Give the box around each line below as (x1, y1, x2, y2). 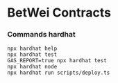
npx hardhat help (7, 45, 58, 53)
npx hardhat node (7, 64, 58, 71)
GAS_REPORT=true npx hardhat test (7, 57, 108, 64)
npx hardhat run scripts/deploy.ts (7, 69, 110, 77)
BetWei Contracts (7, 5, 111, 21)
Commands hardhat (7, 30, 76, 39)
